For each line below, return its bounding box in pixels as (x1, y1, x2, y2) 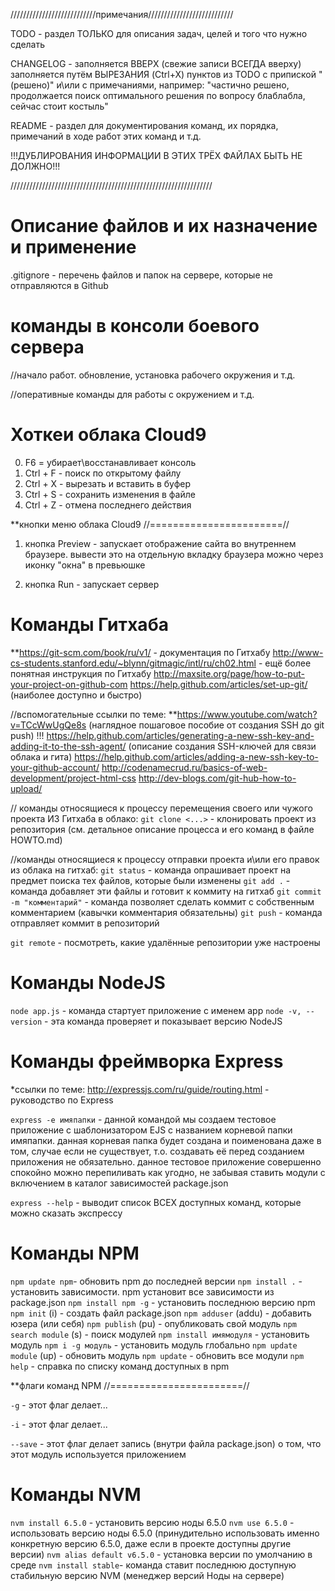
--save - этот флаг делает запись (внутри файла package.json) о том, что (10, 1437, 322, 1449)
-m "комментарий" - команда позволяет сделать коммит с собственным (10, 895, 315, 908)
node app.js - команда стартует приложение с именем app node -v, (10, 1004, 302, 1016)
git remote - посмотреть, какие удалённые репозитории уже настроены (10, 936, 321, 948)
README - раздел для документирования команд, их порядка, (10, 120, 279, 131)
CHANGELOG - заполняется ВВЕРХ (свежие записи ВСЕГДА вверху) (10, 58, 302, 69)
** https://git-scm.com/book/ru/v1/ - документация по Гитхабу (10, 646, 271, 658)
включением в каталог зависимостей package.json (10, 1177, 229, 1189)
